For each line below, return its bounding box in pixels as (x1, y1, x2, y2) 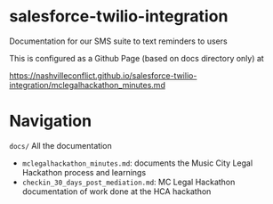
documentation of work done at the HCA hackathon (21, 185, 212, 197)
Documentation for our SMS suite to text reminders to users (9, 36, 229, 46)
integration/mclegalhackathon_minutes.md (9, 79, 166, 90)
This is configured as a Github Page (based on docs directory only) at (9, 53, 264, 63)
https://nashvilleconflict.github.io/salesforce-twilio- (9, 69, 197, 81)
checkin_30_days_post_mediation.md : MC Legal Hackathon (21, 176, 236, 187)
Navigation (9, 111, 92, 131)
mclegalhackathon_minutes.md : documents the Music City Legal (21, 158, 253, 168)
